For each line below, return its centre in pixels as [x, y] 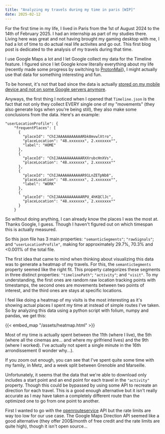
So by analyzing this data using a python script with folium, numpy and [77, 310]
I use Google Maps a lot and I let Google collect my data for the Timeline [78, 59]
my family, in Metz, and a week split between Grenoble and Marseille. [76, 365]
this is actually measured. [31, 229]
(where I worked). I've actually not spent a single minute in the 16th [73, 345]
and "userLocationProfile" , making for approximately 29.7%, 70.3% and [79, 244]
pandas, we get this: [26, 315]
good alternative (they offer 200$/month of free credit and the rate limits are [82, 421]
